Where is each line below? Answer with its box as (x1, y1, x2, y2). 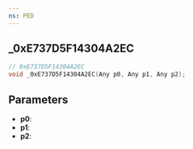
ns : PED (8, 11, 35, 20)
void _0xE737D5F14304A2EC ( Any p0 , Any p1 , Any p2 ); (8, 70, 186, 79)
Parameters (8, 93, 69, 106)
